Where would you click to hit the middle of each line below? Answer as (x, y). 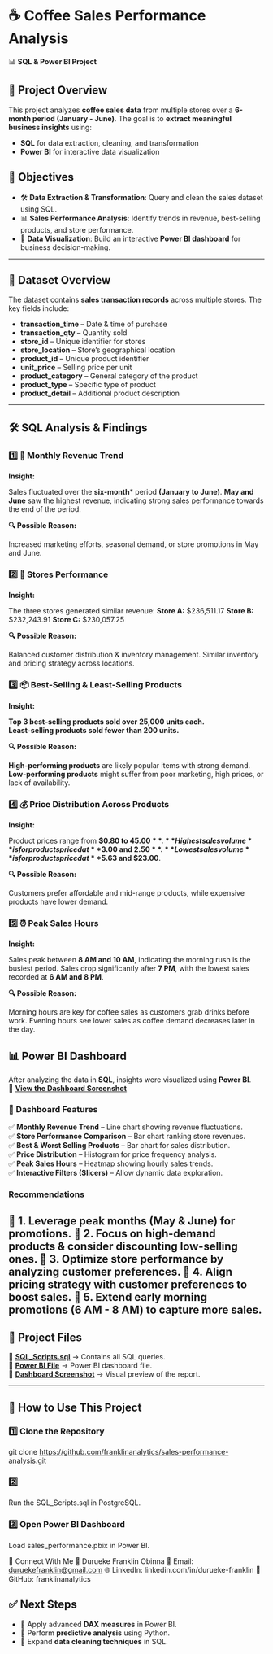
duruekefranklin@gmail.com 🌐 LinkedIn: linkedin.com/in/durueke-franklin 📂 (135, 1569)
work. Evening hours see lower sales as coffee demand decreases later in (132, 1021)
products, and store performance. (77, 229)
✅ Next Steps (43, 1605)
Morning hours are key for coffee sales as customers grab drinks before (129, 1012)
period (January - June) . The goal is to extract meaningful (132, 118)
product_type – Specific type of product (88, 385)
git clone (23, 1452)
